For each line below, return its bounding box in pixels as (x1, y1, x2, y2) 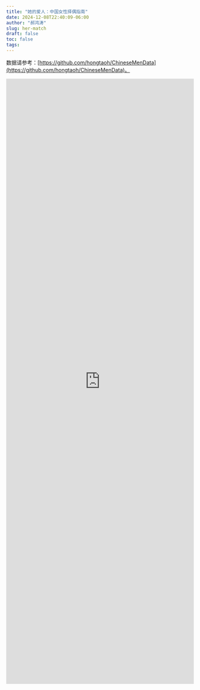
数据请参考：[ (6, 59, 40, 66)
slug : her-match (6, 25, 46, 32)
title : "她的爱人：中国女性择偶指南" (6, 8, 88, 15)
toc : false (6, 36, 33, 42)
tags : (6, 42, 20, 48)
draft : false (6, 31, 39, 37)
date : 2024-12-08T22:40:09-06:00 (6, 14, 89, 20)
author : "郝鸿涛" (6, 20, 46, 26)
